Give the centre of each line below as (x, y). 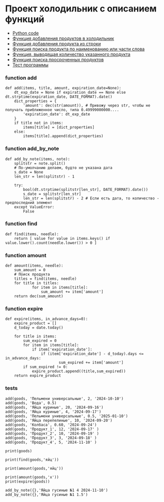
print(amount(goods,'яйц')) (34, 468)
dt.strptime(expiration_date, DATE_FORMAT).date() (59, 97)
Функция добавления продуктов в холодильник (63, 38)
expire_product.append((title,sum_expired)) (79, 371)
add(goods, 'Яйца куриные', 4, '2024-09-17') (53, 412)
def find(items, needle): (32, 234)
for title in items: (35, 336)
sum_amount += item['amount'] (72, 292)
